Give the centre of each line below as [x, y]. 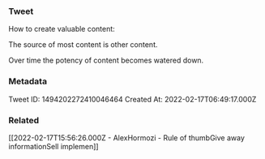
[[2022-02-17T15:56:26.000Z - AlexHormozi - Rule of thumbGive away [127, 138]
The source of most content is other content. [83, 45]
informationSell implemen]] [53, 146]
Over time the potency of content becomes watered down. [106, 60]
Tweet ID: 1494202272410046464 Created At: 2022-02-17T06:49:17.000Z [132, 99]
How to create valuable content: [62, 29]
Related [24, 120]
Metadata [28, 81]
